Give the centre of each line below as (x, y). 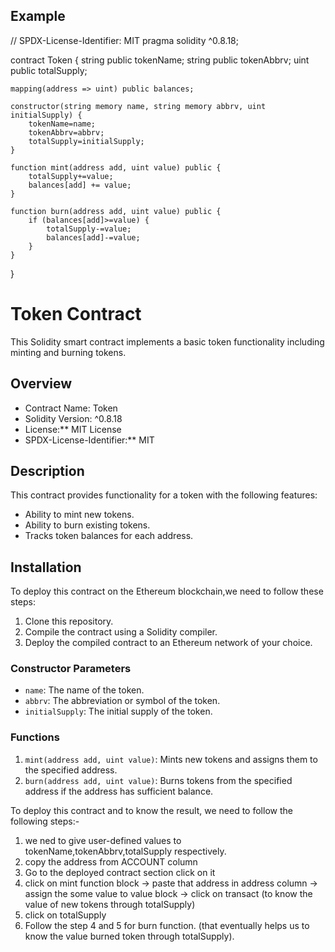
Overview (41, 384)
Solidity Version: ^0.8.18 (73, 418)
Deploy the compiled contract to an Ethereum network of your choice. (168, 643)
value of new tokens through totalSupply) (110, 904)
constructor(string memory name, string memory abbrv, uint (138, 106)
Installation (46, 567)
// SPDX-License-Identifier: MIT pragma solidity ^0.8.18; (124, 40)
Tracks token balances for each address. (109, 536)
